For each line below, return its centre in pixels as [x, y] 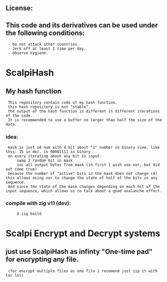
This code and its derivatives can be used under [82, 25]
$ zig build [29, 214]
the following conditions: [45, 33]
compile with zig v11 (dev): [38, 203]
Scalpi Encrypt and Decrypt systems [83, 233]
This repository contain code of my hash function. [63, 103]
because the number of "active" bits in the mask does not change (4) [83, 173]
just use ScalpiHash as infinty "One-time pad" [79, 252]
